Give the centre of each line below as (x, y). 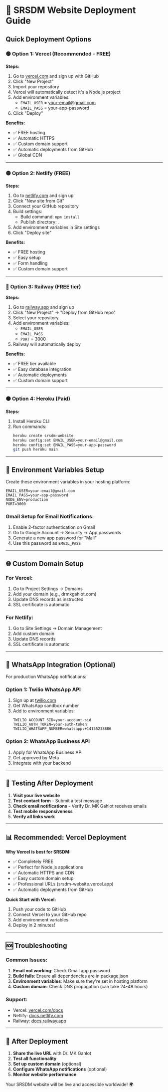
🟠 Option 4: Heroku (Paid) (38, 399)
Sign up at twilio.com (34, 700)
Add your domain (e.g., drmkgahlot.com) (55, 594)
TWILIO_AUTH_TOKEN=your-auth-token (50, 725)
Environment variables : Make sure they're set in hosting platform (80, 981)
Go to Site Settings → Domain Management (57, 629)
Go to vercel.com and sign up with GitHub (56, 76)
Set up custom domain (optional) (47, 1064)
